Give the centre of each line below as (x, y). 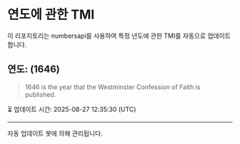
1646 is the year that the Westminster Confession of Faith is (112, 87)
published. (40, 94)
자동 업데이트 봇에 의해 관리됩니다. (55, 133)
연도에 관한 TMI (51, 15)
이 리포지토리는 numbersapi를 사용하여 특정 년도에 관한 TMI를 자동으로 (107, 36)
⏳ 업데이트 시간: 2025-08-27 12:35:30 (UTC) (72, 109)
